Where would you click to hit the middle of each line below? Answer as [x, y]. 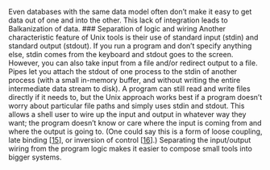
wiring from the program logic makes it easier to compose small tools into [130, 149]
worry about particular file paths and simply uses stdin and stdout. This [127, 106]
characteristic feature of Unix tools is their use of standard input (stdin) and [133, 37]
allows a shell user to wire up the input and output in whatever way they [127, 114]
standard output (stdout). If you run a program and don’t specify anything [130, 46]
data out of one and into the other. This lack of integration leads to [118, 20]
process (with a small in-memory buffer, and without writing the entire [125, 80]
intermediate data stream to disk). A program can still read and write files [130, 89]
